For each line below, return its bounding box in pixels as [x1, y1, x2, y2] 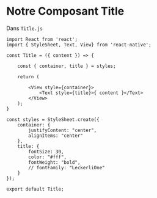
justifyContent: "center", [28, 127, 97, 133]
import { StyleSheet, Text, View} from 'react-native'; [6, 42, 152, 48]
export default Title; [6, 186, 64, 192]
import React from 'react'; [6, 36, 78, 42]
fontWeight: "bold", [28, 159, 81, 166]
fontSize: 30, [28, 148, 64, 155]
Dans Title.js [6, 24, 43, 32]
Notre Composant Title [6, 4, 125, 18]
